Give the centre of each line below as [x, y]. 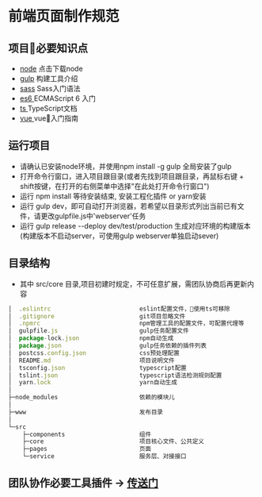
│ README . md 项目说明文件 [92, 360]
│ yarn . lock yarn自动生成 [93, 383]
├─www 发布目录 [86, 412]
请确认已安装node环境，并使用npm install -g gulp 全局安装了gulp [125, 166]
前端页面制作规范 [64, 16]
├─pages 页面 [87, 449]
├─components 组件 [87, 434]
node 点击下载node [51, 69]
